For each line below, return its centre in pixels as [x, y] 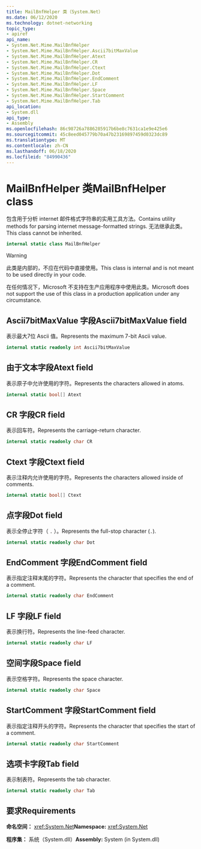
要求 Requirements [41, 811]
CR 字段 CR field [36, 415]
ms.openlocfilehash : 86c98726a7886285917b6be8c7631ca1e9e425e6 [87, 129]
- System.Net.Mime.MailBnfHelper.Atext [56, 56]
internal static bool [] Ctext [44, 496]
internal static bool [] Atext [44, 394]
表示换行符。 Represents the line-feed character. [66, 632]
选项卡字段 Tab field [43, 763]
